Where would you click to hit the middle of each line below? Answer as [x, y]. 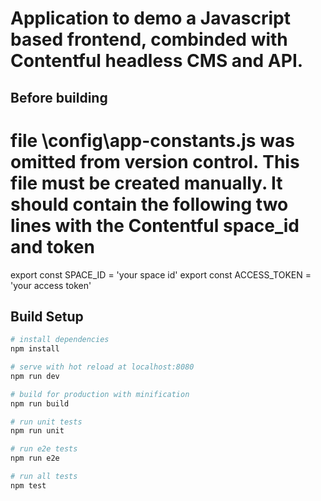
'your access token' [51, 285]
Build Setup [47, 316]
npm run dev [35, 376]
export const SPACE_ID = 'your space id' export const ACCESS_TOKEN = [161, 274]
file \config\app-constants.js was [152, 140]
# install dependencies [60, 340]
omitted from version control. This [155, 161]
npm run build [40, 403]
